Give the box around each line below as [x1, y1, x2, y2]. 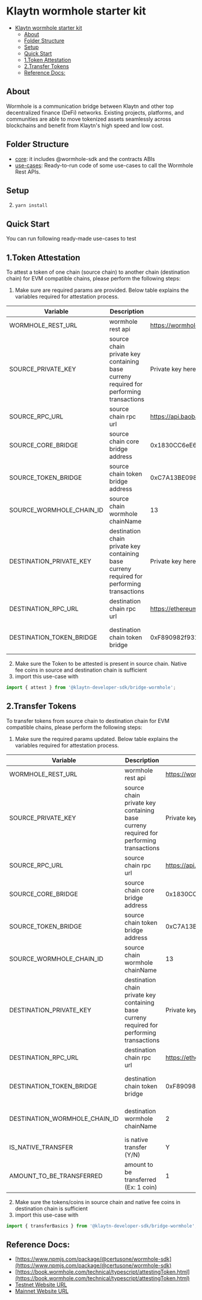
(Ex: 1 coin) [124, 1183, 158, 1191]
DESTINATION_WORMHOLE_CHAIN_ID [9, 1114, 119, 1123]
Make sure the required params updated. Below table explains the [14, 735, 179, 742]
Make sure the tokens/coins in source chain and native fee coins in [14, 1198, 181, 1205]
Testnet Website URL [14, 1281, 67, 1289]
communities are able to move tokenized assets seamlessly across [6, 115, 171, 122]
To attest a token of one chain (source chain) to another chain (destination [6, 268, 190, 276]
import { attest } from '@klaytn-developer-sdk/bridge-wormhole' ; [6, 684, 176, 690]
